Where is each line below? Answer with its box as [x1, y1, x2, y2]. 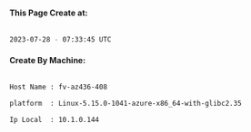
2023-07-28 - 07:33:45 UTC [9, 35, 112, 44]
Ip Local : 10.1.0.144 [9, 116, 100, 125]
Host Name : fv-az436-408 [9, 82, 107, 92]
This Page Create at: [9, 7, 88, 18]
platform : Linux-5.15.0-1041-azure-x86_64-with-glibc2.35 [9, 99, 243, 108]
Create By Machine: [9, 54, 86, 65]
